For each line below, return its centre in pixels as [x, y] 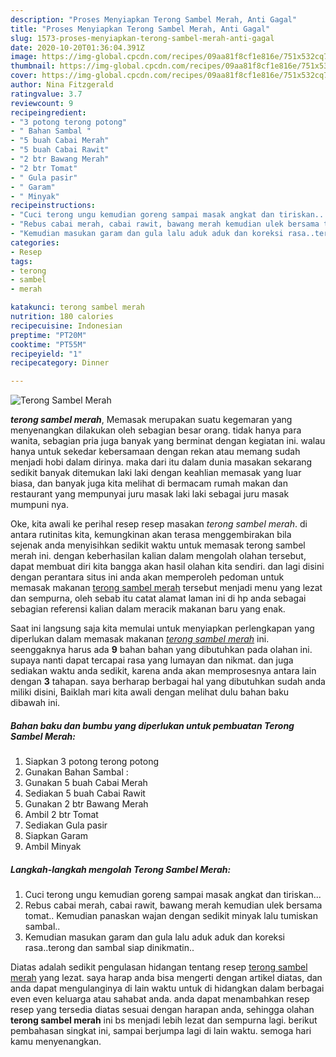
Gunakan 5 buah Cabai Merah [86, 783]
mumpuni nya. [40, 505]
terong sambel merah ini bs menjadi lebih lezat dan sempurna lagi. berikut [164, 1020]
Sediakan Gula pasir [66, 825]
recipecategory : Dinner [60, 363]
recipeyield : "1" [46, 354]
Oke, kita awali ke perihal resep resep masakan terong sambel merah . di [159, 524]
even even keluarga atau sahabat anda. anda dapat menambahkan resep [160, 999]
